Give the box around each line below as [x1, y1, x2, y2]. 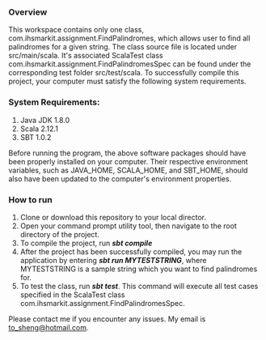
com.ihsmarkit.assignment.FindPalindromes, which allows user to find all [8, 33, 251, 43]
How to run [8, 193, 53, 205]
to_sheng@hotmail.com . [8, 322, 89, 332]
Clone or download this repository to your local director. [19, 212, 206, 222]
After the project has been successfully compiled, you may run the [19, 246, 243, 257]
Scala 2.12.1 [19, 124, 59, 134]
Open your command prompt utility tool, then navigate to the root [19, 221, 237, 231]
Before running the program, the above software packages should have [8, 148, 247, 158]
